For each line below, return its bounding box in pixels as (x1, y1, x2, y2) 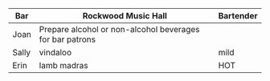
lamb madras (39, 60, 88, 71)
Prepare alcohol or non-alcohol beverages (39, 24, 200, 34)
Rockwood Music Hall (82, 10, 167, 21)
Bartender (218, 10, 258, 21)
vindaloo (39, 47, 72, 58)
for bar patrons (39, 34, 96, 45)
